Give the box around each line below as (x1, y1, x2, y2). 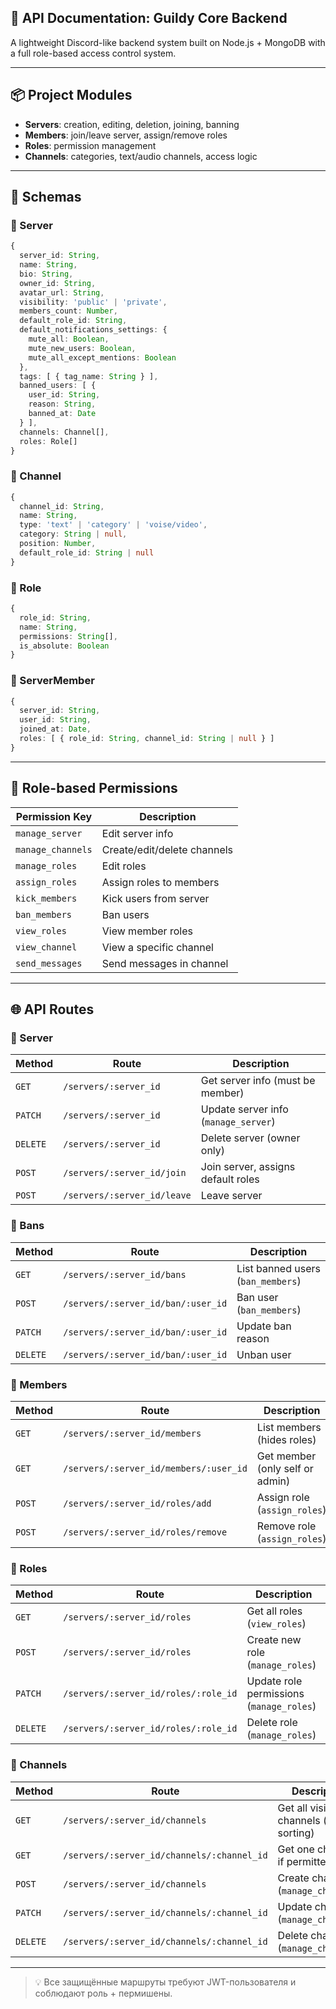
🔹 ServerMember (10, 674, 95, 688)
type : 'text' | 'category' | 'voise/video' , (19, 520, 208, 530)
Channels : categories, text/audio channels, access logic (24, 150, 258, 162)
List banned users (236, 1261, 321, 1275)
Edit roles (101, 859, 147, 873)
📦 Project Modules (10, 87, 133, 104)
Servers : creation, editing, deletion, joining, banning (24, 118, 240, 130)
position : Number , (19, 539, 97, 549)
